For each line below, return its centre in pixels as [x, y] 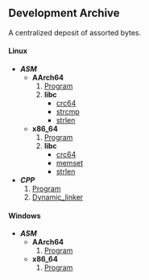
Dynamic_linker [58, 197]
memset [70, 163]
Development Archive [64, 13]
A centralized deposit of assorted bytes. [75, 32]
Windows [25, 216]
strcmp [68, 112]
